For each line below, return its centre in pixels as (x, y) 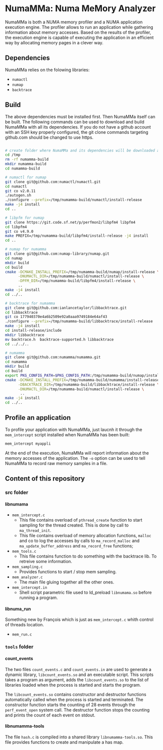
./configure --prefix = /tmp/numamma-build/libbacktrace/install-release (79, 321)
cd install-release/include (33, 331)
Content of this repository (45, 478)
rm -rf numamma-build (27, 159)
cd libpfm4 (16, 227)
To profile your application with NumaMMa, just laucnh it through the (73, 430)
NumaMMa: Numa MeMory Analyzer (81, 9)
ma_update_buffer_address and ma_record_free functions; (76, 546)
